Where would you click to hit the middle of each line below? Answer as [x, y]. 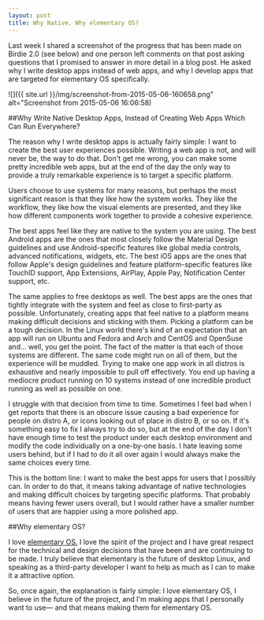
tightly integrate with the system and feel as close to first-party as [115, 304]
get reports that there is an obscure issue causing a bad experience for [123, 412]
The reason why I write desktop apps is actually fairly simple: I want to [122, 141]
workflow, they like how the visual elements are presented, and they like [125, 207]
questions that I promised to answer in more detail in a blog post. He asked [130, 62]
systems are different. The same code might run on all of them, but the [123, 355]
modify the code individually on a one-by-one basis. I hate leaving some [125, 446]
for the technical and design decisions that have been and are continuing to [131, 550]
